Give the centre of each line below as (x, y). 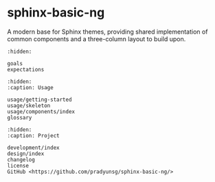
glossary (20, 117)
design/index (26, 153)
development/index (33, 148)
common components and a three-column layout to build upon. (97, 38)
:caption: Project (33, 135)
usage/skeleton (29, 105)
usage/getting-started (39, 100)
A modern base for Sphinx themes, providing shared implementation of (107, 32)
